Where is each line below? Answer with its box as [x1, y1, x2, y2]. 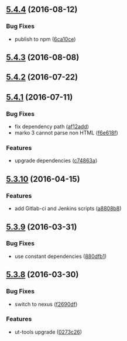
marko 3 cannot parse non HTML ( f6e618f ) [14, 129, 118, 136]
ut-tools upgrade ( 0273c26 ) [14, 328, 83, 335]
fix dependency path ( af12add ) [14, 123, 90, 130]
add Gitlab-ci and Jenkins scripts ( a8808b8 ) [14, 205, 122, 212]
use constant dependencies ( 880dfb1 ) [14, 253, 107, 260]
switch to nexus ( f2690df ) [14, 301, 78, 308]
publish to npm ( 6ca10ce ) [14, 35, 76, 43]
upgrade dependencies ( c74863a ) [14, 157, 98, 164]
